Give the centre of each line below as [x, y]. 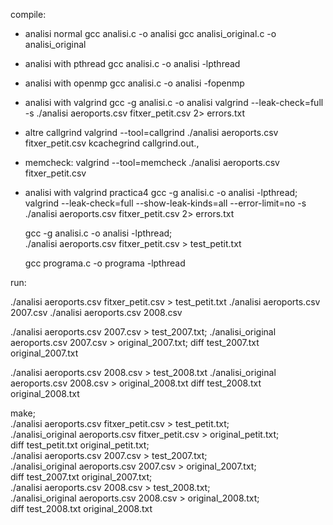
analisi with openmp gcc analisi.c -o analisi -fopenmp [134, 83]
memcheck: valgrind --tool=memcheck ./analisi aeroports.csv [152, 162]
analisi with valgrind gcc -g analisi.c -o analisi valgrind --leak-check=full [174, 102]
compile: [28, 14]
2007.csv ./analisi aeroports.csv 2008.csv [96, 312]
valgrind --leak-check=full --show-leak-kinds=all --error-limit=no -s [165, 203]
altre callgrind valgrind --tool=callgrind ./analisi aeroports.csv [151, 132]
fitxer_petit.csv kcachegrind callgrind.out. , [112, 143]
